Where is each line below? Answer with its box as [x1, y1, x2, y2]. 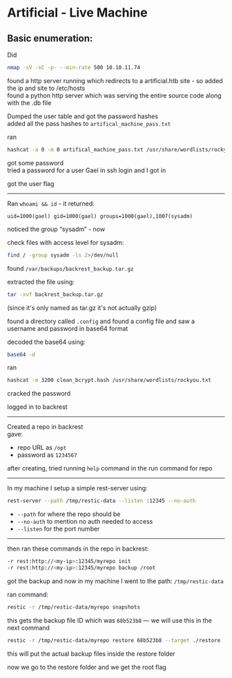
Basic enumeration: [7, 33, 93, 44]
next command [7, 623, 50, 632]
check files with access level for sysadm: [7, 238, 124, 246]
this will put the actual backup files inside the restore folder [7, 649, 176, 658]
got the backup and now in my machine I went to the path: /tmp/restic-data [7, 576, 224, 585]
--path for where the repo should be [17, 510, 121, 518]
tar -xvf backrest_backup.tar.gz [7, 291, 104, 298]
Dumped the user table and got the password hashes [7, 112, 159, 120]
